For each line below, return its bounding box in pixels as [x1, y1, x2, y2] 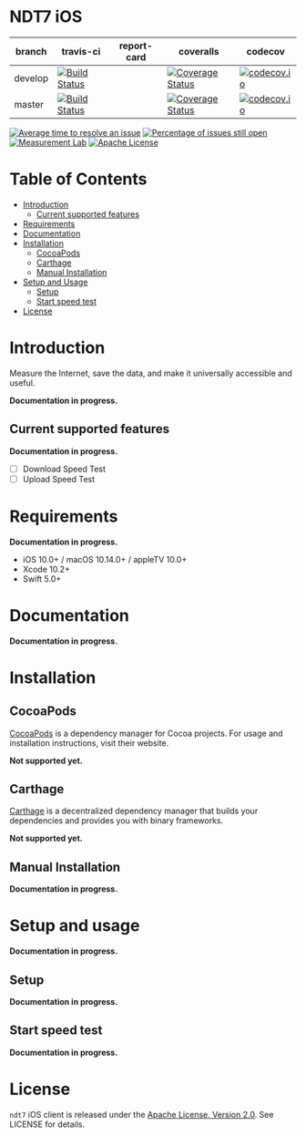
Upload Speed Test [22, 473, 96, 484]
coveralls [178, 45, 220, 57]
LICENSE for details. [9, 1119, 86, 1130]
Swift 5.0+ [22, 573, 62, 584]
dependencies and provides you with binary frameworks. [9, 815, 224, 826]
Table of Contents [9, 169, 148, 190]
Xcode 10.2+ [22, 563, 71, 574]
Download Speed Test [22, 463, 107, 474]
